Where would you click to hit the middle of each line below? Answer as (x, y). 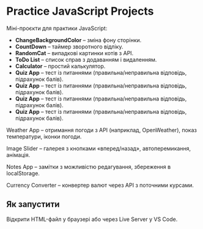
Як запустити (33, 204)
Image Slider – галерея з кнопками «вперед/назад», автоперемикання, (99, 148)
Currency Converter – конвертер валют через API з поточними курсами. (100, 185)
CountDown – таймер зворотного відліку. (69, 47)
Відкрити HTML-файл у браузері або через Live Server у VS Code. (92, 219)
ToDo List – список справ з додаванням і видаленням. (86, 59)
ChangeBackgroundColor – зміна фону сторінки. (78, 40)
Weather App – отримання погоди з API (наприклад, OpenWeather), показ (102, 130)
